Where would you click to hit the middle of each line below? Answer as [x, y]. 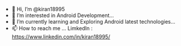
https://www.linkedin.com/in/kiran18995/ [61, 37]
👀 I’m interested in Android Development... [63, 15]
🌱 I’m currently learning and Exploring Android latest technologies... [93, 22]
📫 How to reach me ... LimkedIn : [52, 28]
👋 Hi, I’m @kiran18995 [38, 9]
